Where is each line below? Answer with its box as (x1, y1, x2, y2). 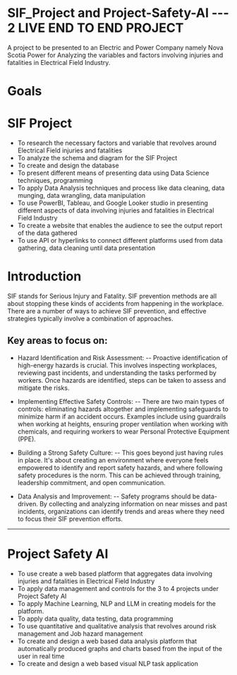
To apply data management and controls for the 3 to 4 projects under (17, 584, 219, 592)
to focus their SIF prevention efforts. (17, 514, 123, 523)
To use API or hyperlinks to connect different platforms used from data (17, 237, 224, 245)
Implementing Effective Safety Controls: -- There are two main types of (17, 397, 224, 405)
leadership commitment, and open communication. (17, 478, 166, 486)
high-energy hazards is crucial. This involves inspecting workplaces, (17, 361, 217, 369)
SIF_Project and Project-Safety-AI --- (7, 5, 229, 21)
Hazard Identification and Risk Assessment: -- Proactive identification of (17, 353, 228, 362)
